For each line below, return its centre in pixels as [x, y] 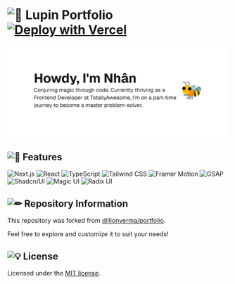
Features [42, 157]
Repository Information [76, 204]
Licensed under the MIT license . [54, 273]
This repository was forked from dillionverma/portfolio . [87, 221]
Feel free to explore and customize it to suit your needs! [88, 234]
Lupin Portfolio [70, 15]
